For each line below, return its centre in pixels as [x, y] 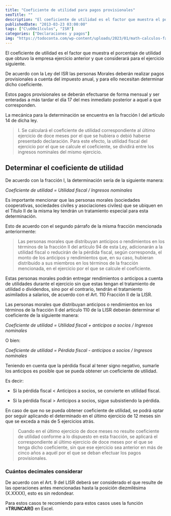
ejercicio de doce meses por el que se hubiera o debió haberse [84, 135]
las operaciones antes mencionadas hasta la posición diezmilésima [76, 487]
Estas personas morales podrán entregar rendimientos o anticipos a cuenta [84, 278]
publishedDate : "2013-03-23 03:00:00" [46, 24]
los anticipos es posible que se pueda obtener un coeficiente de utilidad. [81, 371]
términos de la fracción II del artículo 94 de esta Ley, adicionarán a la [90, 247]
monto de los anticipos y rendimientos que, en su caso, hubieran [85, 257]
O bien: [13, 340]
